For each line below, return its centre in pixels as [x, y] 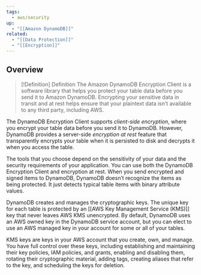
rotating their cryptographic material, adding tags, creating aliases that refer [100, 259]
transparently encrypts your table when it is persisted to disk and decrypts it [100, 141]
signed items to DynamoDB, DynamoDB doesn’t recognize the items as [94, 178]
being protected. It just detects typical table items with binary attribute [93, 184]
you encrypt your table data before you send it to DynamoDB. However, [94, 128]
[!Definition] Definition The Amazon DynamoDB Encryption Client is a [106, 84]
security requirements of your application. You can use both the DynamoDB [100, 165]
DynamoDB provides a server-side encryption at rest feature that [86, 134]
